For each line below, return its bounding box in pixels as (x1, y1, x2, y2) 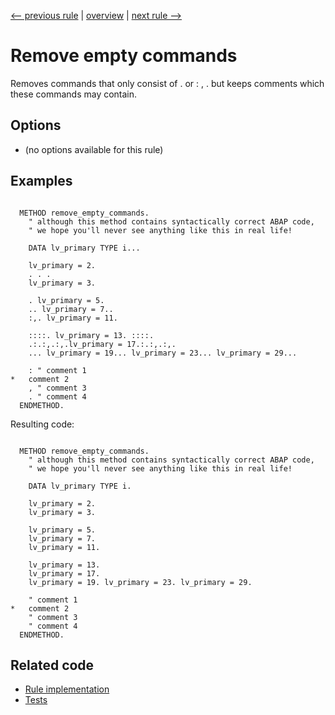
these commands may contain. (10, 88, 138, 100)
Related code (10, 656, 95, 674)
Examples (10, 173, 73, 190)
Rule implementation (24, 683, 110, 695)
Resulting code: (10, 418, 75, 430)
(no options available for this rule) (24, 143, 164, 155)
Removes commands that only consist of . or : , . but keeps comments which (10, 77, 325, 89)
